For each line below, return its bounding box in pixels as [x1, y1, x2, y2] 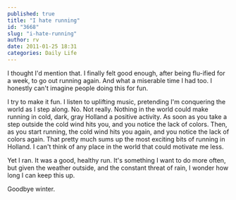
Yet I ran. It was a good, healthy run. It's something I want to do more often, [7, 156, 226, 164]
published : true [7, 10, 55, 18]
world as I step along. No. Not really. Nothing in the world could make [7, 105, 209, 113]
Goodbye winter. [7, 185, 55, 193]
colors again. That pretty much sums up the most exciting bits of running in [7, 135, 225, 143]
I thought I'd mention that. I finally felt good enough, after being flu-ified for [7, 68, 225, 77]
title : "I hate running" [7, 17, 80, 24]
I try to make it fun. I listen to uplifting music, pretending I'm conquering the [7, 97, 226, 106]
